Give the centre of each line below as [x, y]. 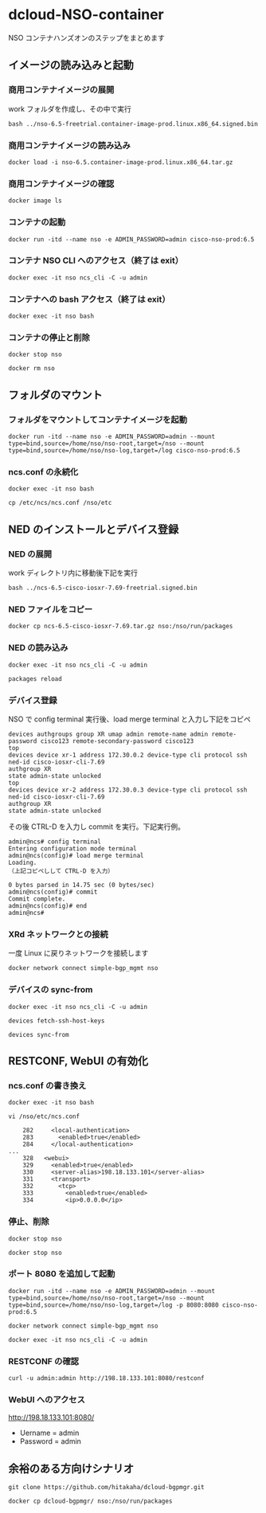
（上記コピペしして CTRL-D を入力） [61, 871]
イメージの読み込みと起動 [71, 65]
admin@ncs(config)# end [48, 905]
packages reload [35, 678]
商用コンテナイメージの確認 [61, 183]
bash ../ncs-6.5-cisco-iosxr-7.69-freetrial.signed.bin [103, 588]
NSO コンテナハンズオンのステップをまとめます [86, 37]
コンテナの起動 [37, 222]
